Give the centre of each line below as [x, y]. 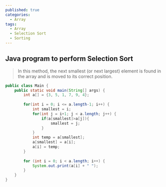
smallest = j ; [65, 123]
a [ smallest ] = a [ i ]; [54, 142]
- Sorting [20, 39]
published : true [22, 10]
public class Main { [27, 86]
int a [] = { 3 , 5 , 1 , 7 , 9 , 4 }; [56, 95]
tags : [11, 24]
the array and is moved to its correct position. [65, 76]
